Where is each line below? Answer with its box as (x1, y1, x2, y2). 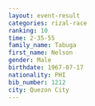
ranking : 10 (8, 26, 48, 34)
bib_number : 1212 (8, 78, 66, 86)
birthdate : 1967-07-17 (8, 64, 84, 72)
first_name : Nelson (8, 49, 73, 57)
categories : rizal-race (8, 19, 88, 27)
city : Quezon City (8, 85, 69, 94)
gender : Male (8, 57, 52, 65)
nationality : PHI (8, 71, 66, 79)
